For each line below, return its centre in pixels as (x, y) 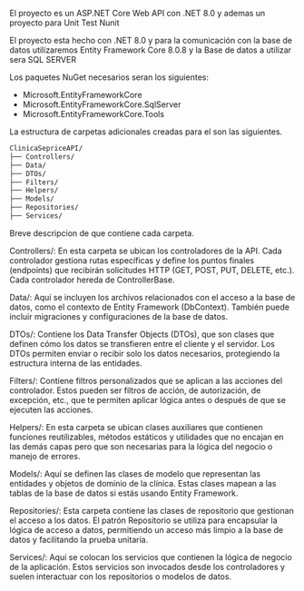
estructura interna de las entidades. (76, 363)
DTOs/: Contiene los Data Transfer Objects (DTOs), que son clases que (142, 334)
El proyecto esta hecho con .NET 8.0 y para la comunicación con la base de (151, 40)
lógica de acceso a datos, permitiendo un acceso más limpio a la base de (147, 529)
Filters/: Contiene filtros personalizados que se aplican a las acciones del (146, 380)
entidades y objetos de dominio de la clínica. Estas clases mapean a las (143, 483)
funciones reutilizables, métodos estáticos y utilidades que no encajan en (147, 437)
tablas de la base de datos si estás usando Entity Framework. (124, 493)
